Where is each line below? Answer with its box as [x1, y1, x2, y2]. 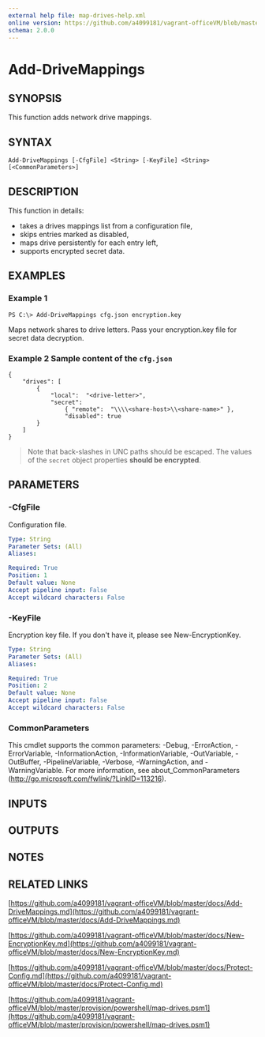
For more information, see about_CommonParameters [65, 766, 241, 775]
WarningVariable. [8, 766, 65, 775]
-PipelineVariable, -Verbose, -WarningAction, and [43, 757, 203, 767]
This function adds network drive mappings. [8, 112, 152, 123]
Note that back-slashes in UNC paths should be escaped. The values [27, 447, 252, 456]
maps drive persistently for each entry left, [19, 238, 159, 247]
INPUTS [8, 797, 47, 810]
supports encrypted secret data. [19, 247, 125, 255]
